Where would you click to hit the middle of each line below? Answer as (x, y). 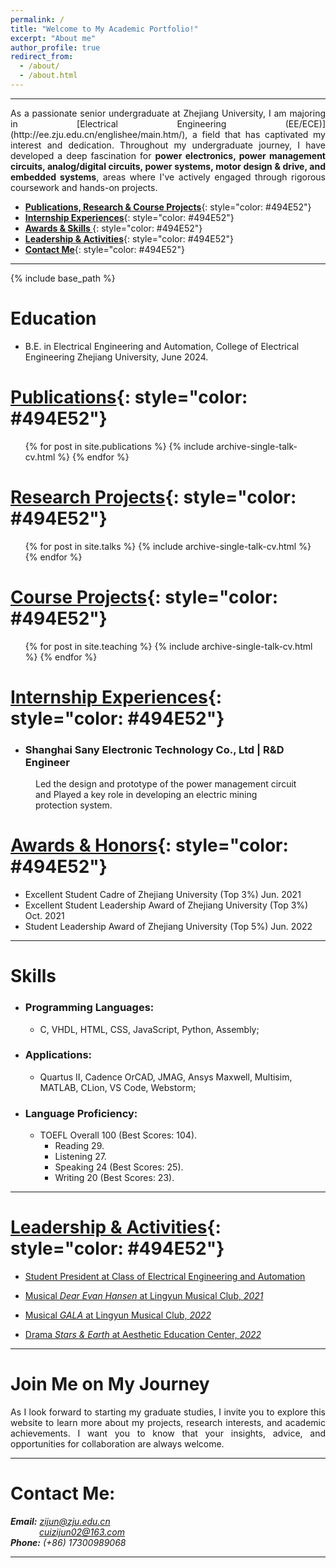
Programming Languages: (89, 1008)
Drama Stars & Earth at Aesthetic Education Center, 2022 (143, 1335)
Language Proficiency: (81, 1113)
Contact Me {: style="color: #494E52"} (104, 249)
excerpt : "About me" (53, 38)
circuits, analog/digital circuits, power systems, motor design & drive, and (168, 166)
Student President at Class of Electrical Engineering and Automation (165, 1277)
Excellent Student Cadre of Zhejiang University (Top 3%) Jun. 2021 (163, 895)
